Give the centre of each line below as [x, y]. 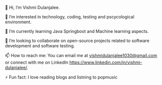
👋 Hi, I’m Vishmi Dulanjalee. [32, 7]
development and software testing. [40, 46]
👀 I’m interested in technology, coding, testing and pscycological [70, 17]
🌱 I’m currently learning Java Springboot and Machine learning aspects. [77, 31]
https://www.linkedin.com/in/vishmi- [106, 62]
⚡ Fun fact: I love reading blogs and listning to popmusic [61, 77]
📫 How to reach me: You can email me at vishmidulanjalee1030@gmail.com [81, 55]
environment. [18, 22]
